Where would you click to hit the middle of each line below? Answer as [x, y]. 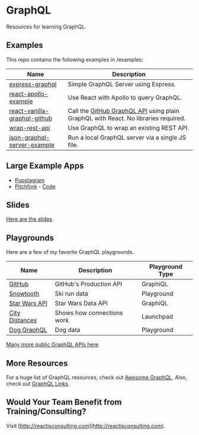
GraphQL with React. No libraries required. [126, 118]
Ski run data [71, 294]
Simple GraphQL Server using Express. [122, 84]
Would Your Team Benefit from [64, 402]
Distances [23, 320]
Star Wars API [28, 304]
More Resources [37, 363]
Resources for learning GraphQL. [46, 27]
